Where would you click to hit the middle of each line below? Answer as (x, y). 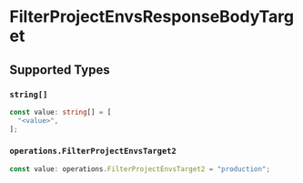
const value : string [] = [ (61, 112)
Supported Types (60, 70)
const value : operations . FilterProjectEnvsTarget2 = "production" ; (140, 169)
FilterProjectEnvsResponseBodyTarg (151, 17)
